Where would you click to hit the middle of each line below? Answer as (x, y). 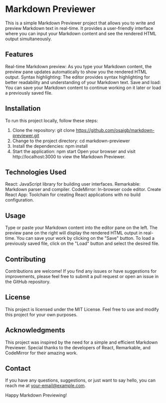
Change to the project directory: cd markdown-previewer (71, 141)
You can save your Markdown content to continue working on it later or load (83, 88)
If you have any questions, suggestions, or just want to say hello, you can (81, 380)
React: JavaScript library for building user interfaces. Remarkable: (73, 184)
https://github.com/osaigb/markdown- (115, 130)
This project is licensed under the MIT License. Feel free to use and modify (82, 309)
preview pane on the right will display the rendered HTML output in (74, 233)
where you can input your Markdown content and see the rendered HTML (81, 33)
